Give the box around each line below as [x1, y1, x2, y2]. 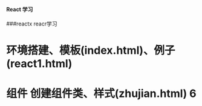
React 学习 [6, 5, 33, 13]
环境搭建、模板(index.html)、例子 [6, 44, 175, 58]
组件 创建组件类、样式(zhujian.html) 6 [6, 87, 197, 100]
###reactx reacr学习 [6, 20, 57, 27]
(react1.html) [6, 57, 73, 71]
